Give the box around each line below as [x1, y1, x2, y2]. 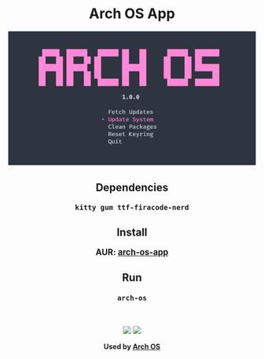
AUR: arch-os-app [95, 246, 169, 257]
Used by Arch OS [103, 342, 161, 351]
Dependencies [95, 180, 169, 194]
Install [116, 226, 148, 239]
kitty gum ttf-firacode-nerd [75, 203, 189, 213]
